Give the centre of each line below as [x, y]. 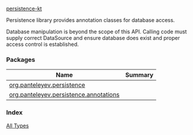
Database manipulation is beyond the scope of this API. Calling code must [96, 32]
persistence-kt [24, 9]
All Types [18, 125]
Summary [140, 75]
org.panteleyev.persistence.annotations [64, 95]
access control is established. [42, 44]
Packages [21, 59]
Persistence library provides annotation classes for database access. [91, 20]
